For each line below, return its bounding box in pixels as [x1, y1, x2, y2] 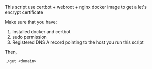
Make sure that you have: [5, 19, 57, 25]
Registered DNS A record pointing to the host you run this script [12, 39, 144, 45]
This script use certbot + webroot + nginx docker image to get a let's [5, 4, 147, 10]
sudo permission [12, 34, 47, 40]
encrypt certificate [5, 9, 43, 15]
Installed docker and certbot [12, 29, 71, 34]
